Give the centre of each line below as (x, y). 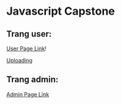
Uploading (19, 60)
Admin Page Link (28, 94)
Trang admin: (32, 80)
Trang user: (29, 34)
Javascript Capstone (61, 11)
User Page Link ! (26, 48)
